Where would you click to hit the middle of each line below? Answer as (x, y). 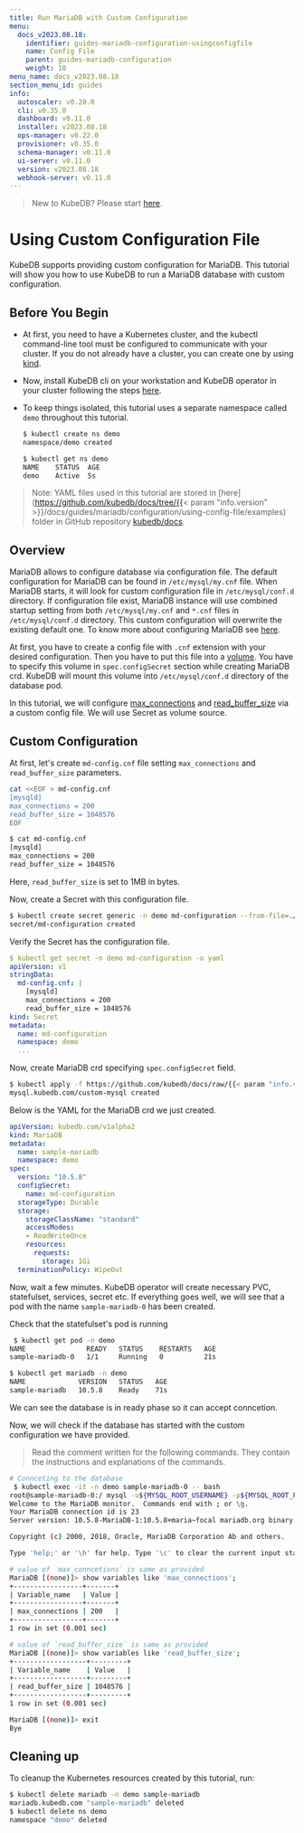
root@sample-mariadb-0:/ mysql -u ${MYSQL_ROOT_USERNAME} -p (125, 1495)
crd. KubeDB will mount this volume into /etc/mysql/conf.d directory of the (149, 676)
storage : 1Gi (66, 1261)
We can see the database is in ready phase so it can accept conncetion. (143, 1407)
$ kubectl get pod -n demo (64, 1340)
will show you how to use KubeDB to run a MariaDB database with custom (147, 275)
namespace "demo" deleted (58, 1820)
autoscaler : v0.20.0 (56, 102)
